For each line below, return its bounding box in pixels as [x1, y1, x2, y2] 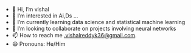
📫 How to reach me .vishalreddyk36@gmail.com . [12, 32, 137, 39]
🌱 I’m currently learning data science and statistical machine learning [12, 19, 186, 25]
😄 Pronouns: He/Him [12, 40, 66, 48]
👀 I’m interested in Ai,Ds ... [12, 12, 78, 19]
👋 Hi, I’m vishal [12, 6, 50, 13]
